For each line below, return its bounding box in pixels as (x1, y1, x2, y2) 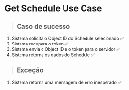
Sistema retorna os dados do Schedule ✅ (11, 52, 95, 58)
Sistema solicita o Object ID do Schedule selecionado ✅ (11, 35, 124, 41)
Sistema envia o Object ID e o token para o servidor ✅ (11, 46, 121, 52)
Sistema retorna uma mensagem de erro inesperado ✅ (11, 79, 122, 85)
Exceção (16, 67, 43, 75)
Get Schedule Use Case (4, 3, 102, 14)
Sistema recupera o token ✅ (11, 41, 69, 46)
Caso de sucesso (16, 22, 70, 31)
